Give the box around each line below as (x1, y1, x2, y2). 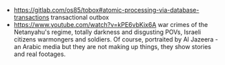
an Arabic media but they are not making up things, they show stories (13, 43, 212, 50)
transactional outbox (50, 13, 109, 21)
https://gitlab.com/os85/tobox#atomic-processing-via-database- (13, 6, 199, 14)
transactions (13, 13, 50, 21)
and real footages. (13, 50, 66, 58)
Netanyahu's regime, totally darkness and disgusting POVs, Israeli (13, 28, 202, 36)
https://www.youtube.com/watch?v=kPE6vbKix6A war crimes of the (13, 21, 208, 28)
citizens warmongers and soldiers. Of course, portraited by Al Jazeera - (13, 35, 219, 44)
